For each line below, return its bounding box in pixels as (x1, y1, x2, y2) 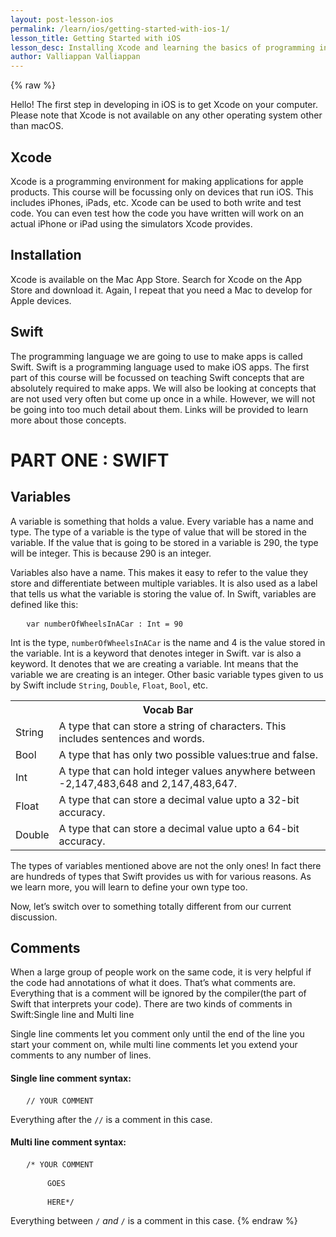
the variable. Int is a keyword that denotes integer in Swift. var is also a (10, 647, 302, 659)
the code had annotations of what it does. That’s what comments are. (10, 977, 296, 989)
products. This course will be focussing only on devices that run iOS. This (10, 186, 314, 198)
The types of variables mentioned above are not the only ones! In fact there (10, 859, 322, 871)
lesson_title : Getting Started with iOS (10, 33, 182, 43)
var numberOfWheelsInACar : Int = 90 (26, 619, 183, 629)
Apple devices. (10, 294, 72, 306)
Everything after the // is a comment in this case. (10, 1113, 213, 1125)
